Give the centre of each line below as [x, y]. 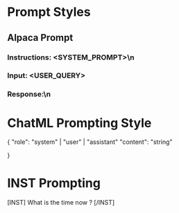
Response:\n [29, 94]
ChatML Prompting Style [79, 123]
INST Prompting [54, 183]
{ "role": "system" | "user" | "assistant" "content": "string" [90, 142]
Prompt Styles [49, 12]
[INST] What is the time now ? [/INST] [61, 203]
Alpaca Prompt [40, 38]
